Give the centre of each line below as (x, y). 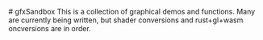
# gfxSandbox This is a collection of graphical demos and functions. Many (132, 12)
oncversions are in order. (50, 28)
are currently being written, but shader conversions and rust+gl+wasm (126, 20)
